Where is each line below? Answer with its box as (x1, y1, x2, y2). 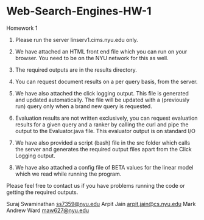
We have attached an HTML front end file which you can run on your (15, 47, 188, 55)
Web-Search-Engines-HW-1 (6, 4, 152, 18)
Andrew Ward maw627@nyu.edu (6, 207, 90, 214)
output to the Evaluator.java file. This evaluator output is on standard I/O (15, 127, 196, 134)
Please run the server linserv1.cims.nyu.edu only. (15, 36, 138, 43)
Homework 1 (6, 24, 38, 32)
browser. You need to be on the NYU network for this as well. (15, 54, 169, 61)
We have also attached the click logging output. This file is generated (15, 89, 189, 97)
